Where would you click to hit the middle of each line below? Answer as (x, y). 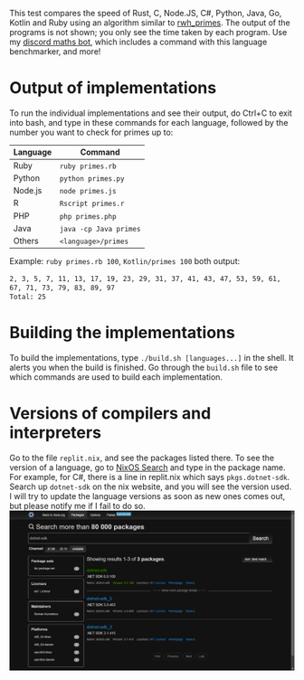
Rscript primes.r (92, 204)
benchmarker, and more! (55, 52)
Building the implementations (122, 332)
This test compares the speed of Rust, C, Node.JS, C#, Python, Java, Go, (146, 13)
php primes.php (88, 216)
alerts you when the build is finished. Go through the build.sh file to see (144, 367)
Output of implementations (113, 88)
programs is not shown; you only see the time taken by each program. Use (148, 32)
